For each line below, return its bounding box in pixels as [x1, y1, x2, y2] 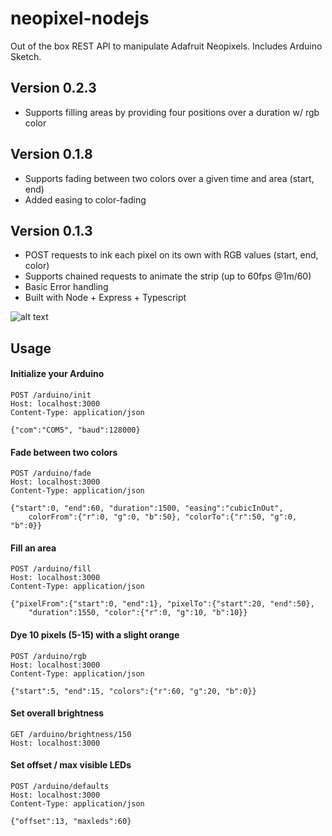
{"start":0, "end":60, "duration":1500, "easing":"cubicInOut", [10, 503, 284, 514]
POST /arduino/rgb [10, 651, 87, 661]
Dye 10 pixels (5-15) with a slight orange [10, 628, 180, 641]
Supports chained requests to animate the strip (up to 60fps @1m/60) [24, 270, 312, 282]
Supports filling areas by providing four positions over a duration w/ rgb [24, 106, 320, 118]
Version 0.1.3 [10, 222, 93, 239]
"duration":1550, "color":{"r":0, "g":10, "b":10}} [28, 608, 248, 618]
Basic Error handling [24, 281, 109, 293]
